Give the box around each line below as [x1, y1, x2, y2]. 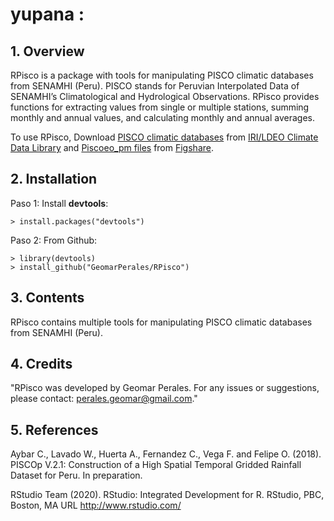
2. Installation [10, 171, 98, 188]
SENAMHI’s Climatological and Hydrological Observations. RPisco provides [10, 91, 320, 102]
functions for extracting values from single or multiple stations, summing [10, 101, 310, 113]
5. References [10, 421, 99, 438]
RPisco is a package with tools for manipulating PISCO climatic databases [10, 69, 314, 81]
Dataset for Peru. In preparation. [10, 469, 143, 482]
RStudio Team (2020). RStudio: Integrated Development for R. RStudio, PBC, [10, 489, 325, 501]
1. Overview [10, 43, 85, 60]
